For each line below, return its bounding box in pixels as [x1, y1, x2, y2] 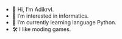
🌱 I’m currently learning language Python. [12, 19, 117, 26]
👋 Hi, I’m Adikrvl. [12, 6, 54, 13]
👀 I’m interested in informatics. [12, 12, 89, 19]
